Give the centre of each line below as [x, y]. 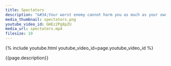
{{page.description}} [27, 58]
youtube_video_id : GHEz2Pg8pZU [38, 24]
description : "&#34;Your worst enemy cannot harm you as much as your [82, 15]
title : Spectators [25, 10]
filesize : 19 [19, 34]
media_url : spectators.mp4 [34, 29]
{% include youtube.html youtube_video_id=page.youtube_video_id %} [79, 48]
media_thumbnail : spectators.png [41, 19]
